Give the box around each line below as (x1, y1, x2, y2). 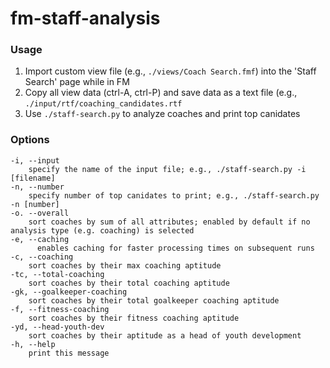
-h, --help (10, 339, 56, 349)
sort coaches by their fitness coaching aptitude (28, 313, 240, 323)
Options (10, 133, 50, 147)
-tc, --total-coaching (10, 269, 105, 279)
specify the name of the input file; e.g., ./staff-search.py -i (28, 164, 307, 174)
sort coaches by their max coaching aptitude (28, 260, 222, 271)
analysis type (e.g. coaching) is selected (10, 225, 195, 236)
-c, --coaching (10, 252, 74, 262)
